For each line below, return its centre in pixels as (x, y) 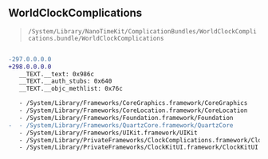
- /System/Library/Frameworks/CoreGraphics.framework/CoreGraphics (133, 103)
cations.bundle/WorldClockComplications (96, 38)
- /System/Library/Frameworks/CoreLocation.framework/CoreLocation (133, 111)
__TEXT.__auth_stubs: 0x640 (65, 81)
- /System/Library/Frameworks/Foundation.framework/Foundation (126, 118)
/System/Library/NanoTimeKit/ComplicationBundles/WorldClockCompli (142, 31)
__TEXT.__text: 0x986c (56, 74)
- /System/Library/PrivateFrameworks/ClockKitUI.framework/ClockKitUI (139, 147)
